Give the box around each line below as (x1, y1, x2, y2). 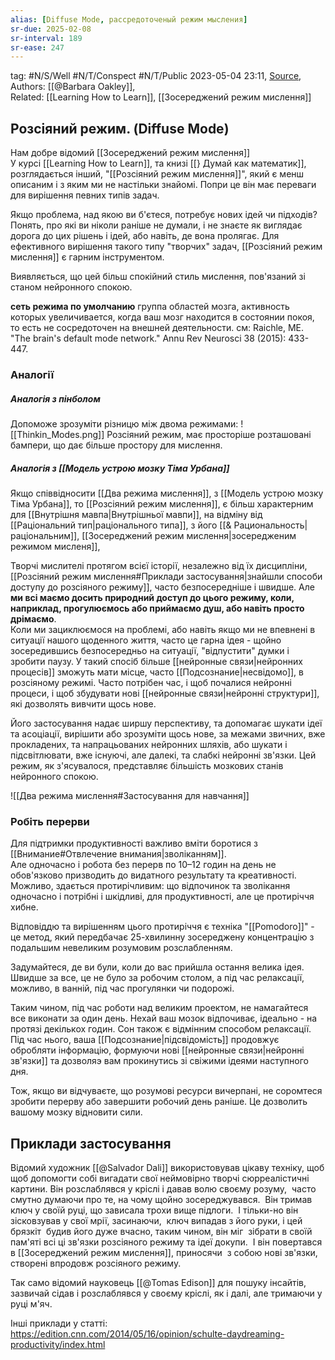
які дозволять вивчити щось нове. (10, 697, 157, 710)
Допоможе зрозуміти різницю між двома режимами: (10, 417, 239, 430)
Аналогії (10, 367, 55, 381)
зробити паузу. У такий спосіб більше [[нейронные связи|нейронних (10, 655, 303, 667)
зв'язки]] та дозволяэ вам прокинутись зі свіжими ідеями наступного (10, 1055, 309, 1067)
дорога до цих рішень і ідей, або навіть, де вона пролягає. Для (10, 230, 280, 242)
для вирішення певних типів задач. (10, 189, 160, 201)
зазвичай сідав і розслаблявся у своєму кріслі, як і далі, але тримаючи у (10, 1287, 323, 1300)
